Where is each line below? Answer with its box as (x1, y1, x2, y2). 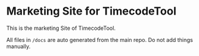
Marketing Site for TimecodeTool (6, 4, 176, 18)
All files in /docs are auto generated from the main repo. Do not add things (6, 36, 193, 43)
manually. (6, 43, 31, 50)
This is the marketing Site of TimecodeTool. (6, 24, 116, 32)
